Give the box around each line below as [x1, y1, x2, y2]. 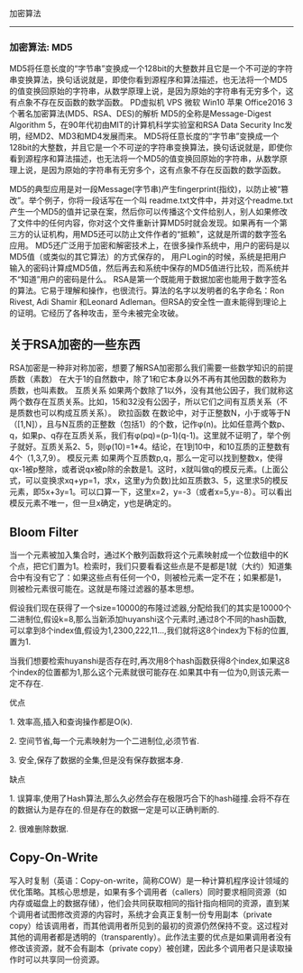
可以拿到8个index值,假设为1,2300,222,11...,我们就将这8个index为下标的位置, [9, 625, 289, 636]
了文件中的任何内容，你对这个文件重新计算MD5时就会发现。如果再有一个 [9, 217, 280, 228]
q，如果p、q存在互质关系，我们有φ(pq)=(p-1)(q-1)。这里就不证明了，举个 [9, 430, 283, 441]
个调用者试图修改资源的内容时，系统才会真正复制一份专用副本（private [9, 909, 272, 920]
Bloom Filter [9, 524, 79, 539]
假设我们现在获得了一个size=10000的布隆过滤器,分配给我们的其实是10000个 [9, 602, 291, 613]
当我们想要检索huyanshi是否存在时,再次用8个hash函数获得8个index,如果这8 [9, 655, 290, 665]
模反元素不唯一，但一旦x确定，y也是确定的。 [9, 498, 177, 509]
